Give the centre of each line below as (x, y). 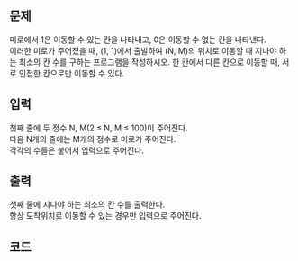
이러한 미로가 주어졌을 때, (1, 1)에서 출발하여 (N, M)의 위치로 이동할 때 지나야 (143, 50)
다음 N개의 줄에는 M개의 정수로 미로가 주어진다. (93, 139)
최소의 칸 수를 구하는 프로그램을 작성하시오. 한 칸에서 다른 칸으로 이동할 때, (149, 62)
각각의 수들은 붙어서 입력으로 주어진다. (77, 150)
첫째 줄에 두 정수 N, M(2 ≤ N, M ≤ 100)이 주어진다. (99, 128)
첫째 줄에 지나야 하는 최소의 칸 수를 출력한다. (87, 204)
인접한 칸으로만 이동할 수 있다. (72, 73)
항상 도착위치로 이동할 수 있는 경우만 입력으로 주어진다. (105, 216)
